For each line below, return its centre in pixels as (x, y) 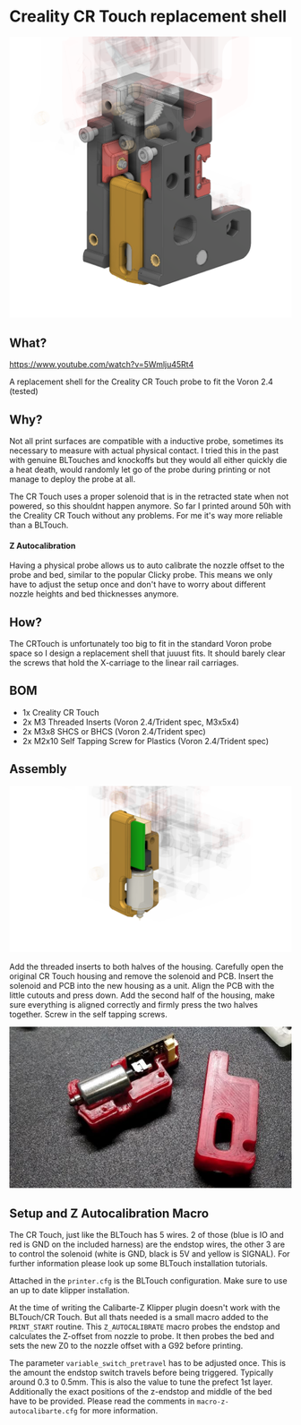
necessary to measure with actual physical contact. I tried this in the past (144, 451)
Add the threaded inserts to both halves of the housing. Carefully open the (146, 966)
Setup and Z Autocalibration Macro (109, 1213)
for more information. (119, 1411)
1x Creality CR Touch (61, 712)
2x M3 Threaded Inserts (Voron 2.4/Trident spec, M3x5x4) (131, 722)
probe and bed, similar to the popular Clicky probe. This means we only (141, 575)
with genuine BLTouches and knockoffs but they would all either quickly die (148, 460)
